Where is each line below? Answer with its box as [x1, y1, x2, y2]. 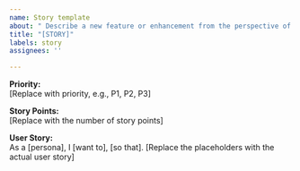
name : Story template [9, 13, 91, 22]
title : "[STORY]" [9, 30, 75, 38]
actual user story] [9, 151, 75, 162]
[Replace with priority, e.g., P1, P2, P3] [9, 89, 151, 99]
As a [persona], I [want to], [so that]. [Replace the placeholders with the [9, 142, 275, 153]
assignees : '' [9, 47, 63, 56]
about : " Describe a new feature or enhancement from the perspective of [9, 21, 292, 30]
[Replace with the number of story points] [9, 115, 163, 126]
